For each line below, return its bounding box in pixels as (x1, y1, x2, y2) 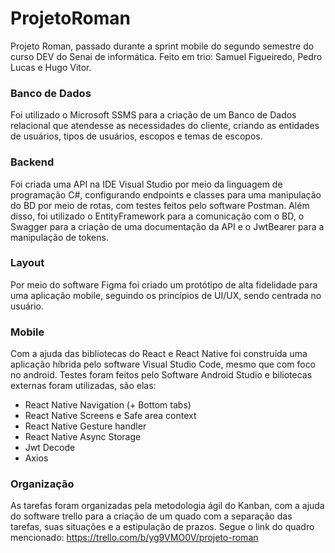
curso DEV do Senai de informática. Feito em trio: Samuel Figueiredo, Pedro (10, 50, 323, 62)
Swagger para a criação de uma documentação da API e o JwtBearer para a (10, 220, 325, 232)
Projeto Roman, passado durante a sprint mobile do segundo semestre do (10, 40, 315, 52)
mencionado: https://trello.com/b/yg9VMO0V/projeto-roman (10, 532, 259, 544)
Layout (10, 256, 45, 270)
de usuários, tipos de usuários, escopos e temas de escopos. (10, 130, 263, 142)
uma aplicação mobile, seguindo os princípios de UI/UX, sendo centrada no (10, 289, 322, 301)
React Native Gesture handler (24, 420, 147, 432)
